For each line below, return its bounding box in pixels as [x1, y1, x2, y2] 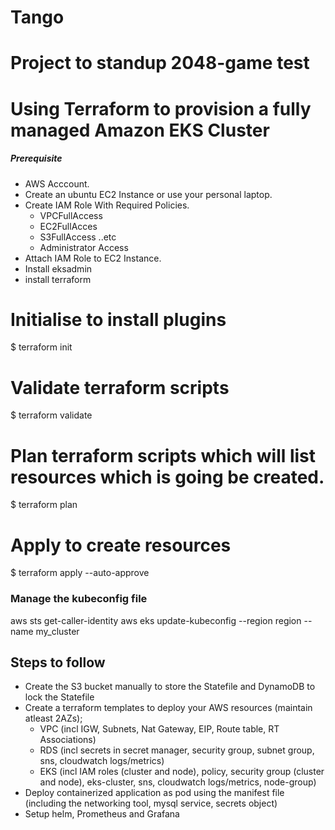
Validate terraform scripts [10, 376, 230, 399]
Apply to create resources [10, 534, 232, 556]
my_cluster [35, 625, 80, 637]
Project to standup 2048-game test [10, 52, 310, 75]
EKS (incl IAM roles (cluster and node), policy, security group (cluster [39, 766, 325, 778]
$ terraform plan [10, 499, 78, 511]
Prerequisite [10, 152, 63, 165]
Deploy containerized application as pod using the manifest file [24, 787, 285, 799]
